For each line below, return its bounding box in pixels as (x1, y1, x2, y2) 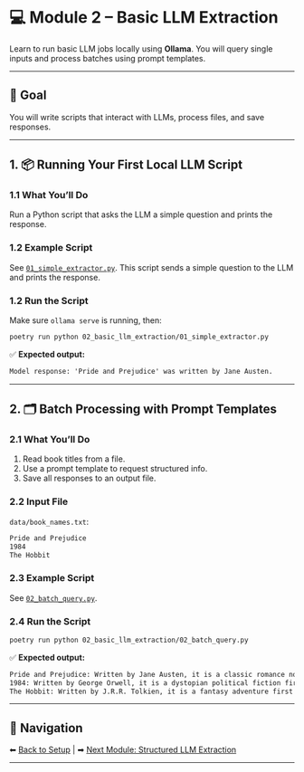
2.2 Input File (9, 495, 69, 508)
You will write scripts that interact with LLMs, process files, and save (9, 111, 265, 122)
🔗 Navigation (9, 720, 83, 736)
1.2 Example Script (9, 242, 93, 254)
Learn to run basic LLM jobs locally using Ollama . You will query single (9, 43, 273, 54)
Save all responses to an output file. (22, 472, 157, 484)
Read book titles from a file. (22, 453, 126, 464)
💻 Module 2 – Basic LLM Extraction (9, 7, 279, 28)
